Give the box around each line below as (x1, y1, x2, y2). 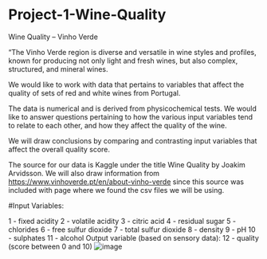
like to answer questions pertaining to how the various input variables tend (8, 112, 253, 121)
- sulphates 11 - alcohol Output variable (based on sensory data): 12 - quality (8, 233, 259, 242)
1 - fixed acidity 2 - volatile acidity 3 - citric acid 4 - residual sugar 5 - (8, 216, 237, 226)
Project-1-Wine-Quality (8, 6, 167, 24)
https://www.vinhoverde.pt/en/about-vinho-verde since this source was (8, 177, 245, 186)
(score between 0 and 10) (8, 241, 93, 251)
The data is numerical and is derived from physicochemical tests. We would (8, 104, 257, 113)
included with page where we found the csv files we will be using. (8, 185, 225, 194)
